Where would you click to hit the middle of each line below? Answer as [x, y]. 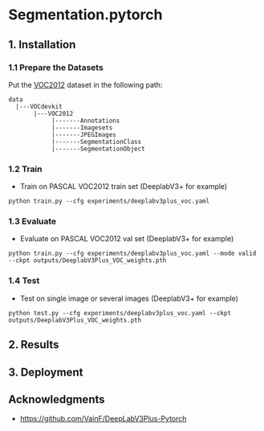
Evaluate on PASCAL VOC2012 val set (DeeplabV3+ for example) [127, 239]
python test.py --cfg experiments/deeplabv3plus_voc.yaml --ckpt [120, 313]
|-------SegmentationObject [98, 149]
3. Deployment [46, 372]
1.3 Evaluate [32, 221]
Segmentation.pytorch [85, 15]
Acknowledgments [57, 399]
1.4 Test [24, 281]
